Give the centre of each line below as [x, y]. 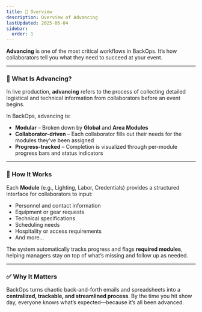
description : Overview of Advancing [52, 17]
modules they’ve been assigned [54, 140]
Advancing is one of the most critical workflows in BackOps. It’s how [92, 51]
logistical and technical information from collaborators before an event [93, 98]
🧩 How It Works [29, 175]
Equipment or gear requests [50, 212]
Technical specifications [45, 218]
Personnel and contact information [58, 205]
